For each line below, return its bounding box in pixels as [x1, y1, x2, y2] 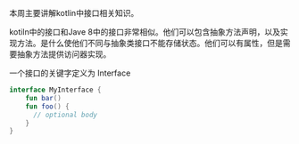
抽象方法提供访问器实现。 [16, 49, 112, 60]
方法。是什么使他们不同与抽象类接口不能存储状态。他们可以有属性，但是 [16, 38, 283, 48]
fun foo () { [25, 101, 70, 111]
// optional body [32, 110, 98, 119]
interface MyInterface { [9, 85, 102, 94]
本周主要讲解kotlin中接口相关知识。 [9, 8, 139, 18]
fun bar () [25, 93, 62, 102]
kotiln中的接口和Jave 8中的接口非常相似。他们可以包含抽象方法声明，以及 [9, 27, 281, 37]
